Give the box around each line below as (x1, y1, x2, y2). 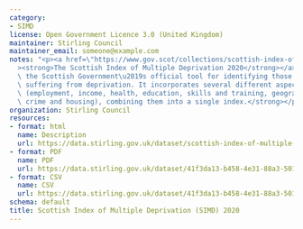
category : (9, 13, 47, 23)
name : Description (17, 131, 87, 140)
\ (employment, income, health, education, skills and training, (17, 88, 269, 97)
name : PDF (17, 155, 54, 165)
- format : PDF (9, 147, 63, 156)
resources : (9, 114, 50, 123)
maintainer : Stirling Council (9, 38, 124, 48)
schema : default (9, 197, 70, 207)
